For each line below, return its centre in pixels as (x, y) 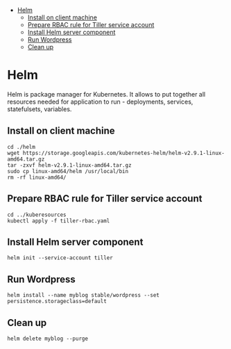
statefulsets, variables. (40, 109)
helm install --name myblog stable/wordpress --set (83, 295)
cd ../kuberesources (37, 215)
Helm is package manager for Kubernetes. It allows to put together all (106, 94)
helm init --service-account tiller (60, 258)
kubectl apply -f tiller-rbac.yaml (59, 221)
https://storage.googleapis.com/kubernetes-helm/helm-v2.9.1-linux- (124, 153)
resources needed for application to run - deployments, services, (100, 102)
